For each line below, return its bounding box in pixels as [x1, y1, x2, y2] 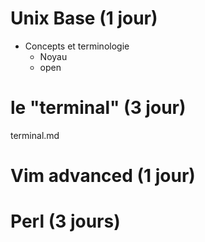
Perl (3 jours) [10, 210, 121, 233]
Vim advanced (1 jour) [10, 165, 196, 187]
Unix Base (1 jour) [10, 7, 158, 30]
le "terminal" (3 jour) [10, 97, 187, 119]
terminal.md [10, 129, 60, 141]
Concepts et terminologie [24, 40, 130, 52]
